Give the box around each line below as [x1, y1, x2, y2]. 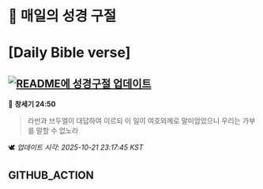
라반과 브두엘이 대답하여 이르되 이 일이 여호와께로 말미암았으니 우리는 [27, 116, 241, 126]
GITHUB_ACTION [8, 169, 95, 182]
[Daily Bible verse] [8, 44, 131, 61]
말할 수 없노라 [36, 126, 79, 135]
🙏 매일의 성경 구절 [8, 7, 117, 25]
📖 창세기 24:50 [8, 99, 56, 109]
